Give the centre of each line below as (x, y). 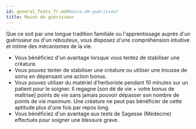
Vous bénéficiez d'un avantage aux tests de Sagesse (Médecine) (93, 113)
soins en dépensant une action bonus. (61, 76)
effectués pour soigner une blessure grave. (67, 120)
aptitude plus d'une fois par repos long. (62, 107)
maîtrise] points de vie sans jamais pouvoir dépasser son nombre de (97, 95)
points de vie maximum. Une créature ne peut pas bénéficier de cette (98, 101)
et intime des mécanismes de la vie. (49, 46)
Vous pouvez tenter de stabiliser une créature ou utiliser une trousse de (101, 70)
